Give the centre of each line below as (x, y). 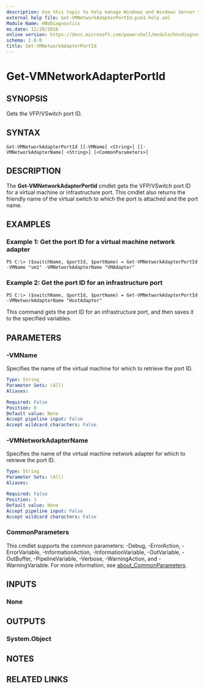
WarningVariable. (28, 565)
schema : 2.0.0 (24, 40)
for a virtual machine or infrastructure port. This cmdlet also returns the (96, 192)
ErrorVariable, (24, 552)
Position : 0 (21, 408)
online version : (27, 35)
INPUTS (21, 584)
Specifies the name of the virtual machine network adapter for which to (96, 454)
